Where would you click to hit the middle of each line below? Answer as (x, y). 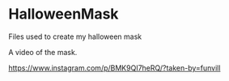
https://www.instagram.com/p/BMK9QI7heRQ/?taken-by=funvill (114, 68)
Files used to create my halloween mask (75, 36)
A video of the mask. (43, 52)
